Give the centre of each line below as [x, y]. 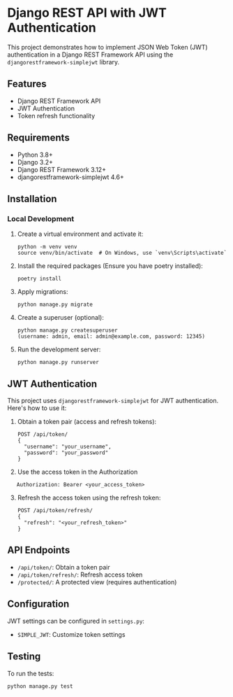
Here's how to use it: [37, 408]
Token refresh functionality [56, 115]
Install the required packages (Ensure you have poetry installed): [110, 266]
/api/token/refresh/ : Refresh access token [80, 575]
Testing [24, 657]
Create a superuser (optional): [61, 318]
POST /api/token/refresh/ [55, 511]
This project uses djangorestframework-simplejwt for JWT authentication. [113, 401]
